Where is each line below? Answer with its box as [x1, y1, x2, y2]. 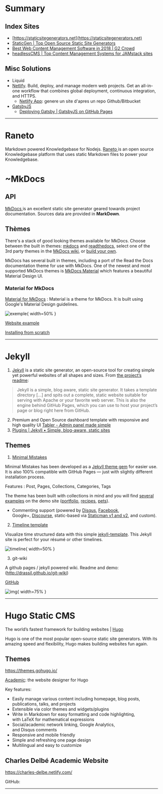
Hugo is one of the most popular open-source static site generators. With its [5, 636, 158, 642]
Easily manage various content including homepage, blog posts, [12, 696, 141, 702]
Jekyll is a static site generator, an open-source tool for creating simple [12, 367, 155, 373]
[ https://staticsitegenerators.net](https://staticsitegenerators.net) [12, 35, 142, 41]
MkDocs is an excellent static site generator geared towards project [5, 205, 140, 211]
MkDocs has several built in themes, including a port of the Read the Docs [5, 257, 153, 263]
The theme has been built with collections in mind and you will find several [5, 492, 154, 498]
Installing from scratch [5, 329, 50, 335]
